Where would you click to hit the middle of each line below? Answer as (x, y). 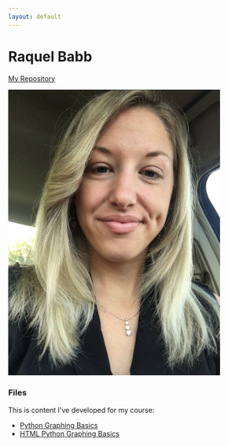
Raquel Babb (50, 56)
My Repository (32, 78)
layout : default (35, 17)
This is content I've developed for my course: (81, 410)
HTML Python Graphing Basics (70, 433)
